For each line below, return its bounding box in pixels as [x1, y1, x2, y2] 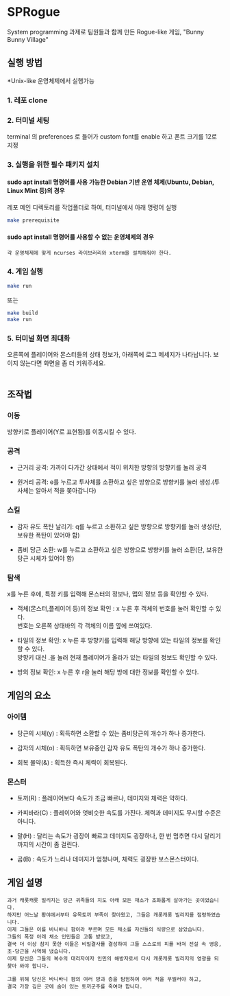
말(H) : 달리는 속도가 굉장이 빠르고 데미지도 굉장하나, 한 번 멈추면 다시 [16, 831, 203, 839]
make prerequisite [7, 217, 60, 224]
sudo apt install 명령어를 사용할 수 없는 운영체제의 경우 [7, 233, 154, 241]
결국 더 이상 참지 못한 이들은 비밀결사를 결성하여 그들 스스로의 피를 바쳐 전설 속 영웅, [7, 940, 222, 947]
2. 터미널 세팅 [7, 115, 50, 125]
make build [7, 310, 38, 316]
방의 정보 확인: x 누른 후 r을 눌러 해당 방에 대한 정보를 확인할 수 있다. [16, 667, 199, 676]
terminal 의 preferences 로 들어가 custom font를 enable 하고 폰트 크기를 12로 [7, 132, 218, 141]
